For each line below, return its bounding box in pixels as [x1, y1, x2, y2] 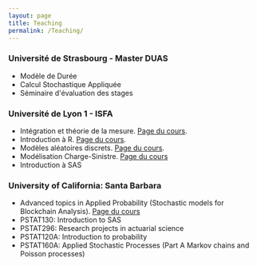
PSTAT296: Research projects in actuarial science [19, 224, 184, 233]
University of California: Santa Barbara [8, 180, 162, 191]
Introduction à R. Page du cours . [19, 134, 126, 144]
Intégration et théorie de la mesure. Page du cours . [19, 125, 188, 136]
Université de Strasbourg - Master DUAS [8, 53, 168, 64]
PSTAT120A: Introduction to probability [19, 232, 148, 242]
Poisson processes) [19, 249, 85, 259]
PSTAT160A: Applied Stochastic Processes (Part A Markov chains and [19, 240, 250, 250]
